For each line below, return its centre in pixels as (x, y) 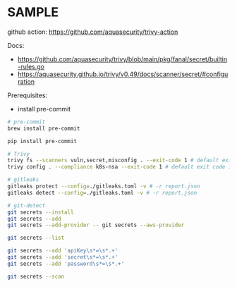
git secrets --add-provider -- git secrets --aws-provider (96, 225)
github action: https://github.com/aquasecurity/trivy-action (93, 32)
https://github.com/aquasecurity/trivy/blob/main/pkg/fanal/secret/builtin (122, 59)
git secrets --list (36, 238)
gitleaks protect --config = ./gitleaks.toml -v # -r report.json (104, 187)
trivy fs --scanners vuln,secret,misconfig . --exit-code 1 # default (113, 160)
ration (26, 81)
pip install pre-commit (42, 141)
